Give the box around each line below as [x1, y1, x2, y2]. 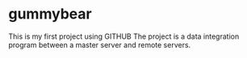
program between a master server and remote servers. [8, 39, 191, 49]
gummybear [8, 5, 92, 23]
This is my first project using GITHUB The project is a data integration [8, 31, 240, 41]
